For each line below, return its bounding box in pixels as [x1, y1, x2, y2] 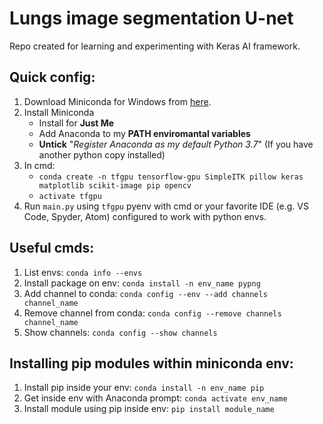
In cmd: [23, 159, 56, 171]
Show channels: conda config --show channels [23, 326, 218, 338]
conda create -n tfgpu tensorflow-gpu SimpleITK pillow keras [38, 172, 304, 182]
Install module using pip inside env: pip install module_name [23, 403, 275, 415]
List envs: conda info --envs [23, 266, 143, 278]
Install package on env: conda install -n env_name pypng [23, 277, 261, 289]
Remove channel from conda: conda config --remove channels [23, 307, 282, 319]
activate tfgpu [38, 191, 102, 201]
